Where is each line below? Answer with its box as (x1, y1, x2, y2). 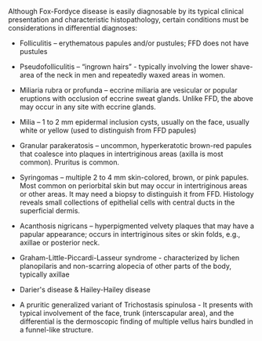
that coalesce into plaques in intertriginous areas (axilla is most (19, 149, 224, 158)
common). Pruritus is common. (19, 158, 120, 167)
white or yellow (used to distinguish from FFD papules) (19, 125, 197, 135)
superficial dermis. (19, 206, 81, 215)
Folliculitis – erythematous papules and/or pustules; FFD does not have (19, 38, 249, 48)
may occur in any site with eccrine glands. (19, 102, 157, 111)
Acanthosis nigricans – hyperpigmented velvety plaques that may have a (19, 221, 255, 230)
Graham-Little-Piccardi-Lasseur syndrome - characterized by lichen (19, 253, 240, 262)
